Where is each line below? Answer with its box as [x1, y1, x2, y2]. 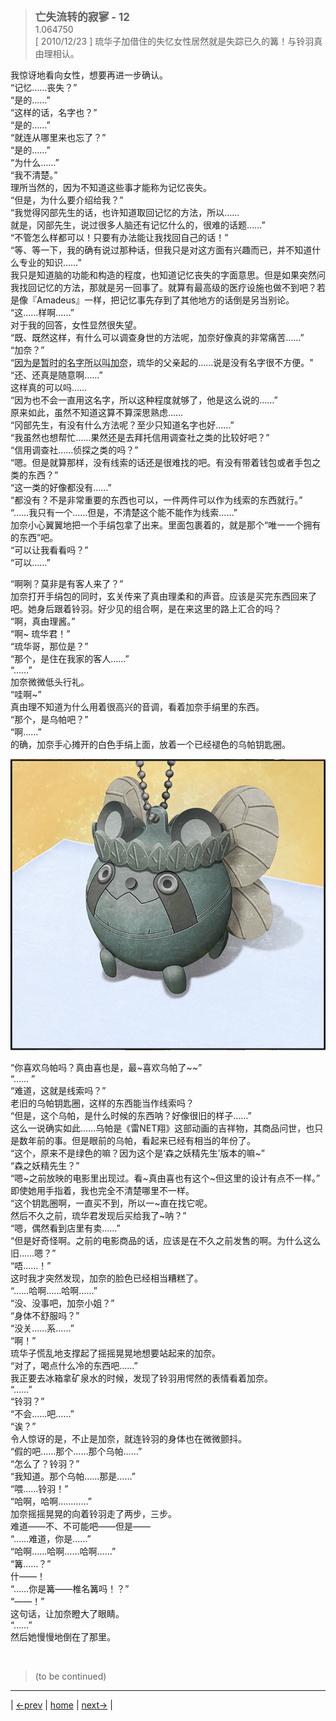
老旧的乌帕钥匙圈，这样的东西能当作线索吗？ [10, 1097, 195, 1109]
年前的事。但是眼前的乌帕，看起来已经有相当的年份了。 [27, 1135, 256, 1147]
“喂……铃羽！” [10, 1483, 69, 1495]
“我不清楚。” [10, 169, 58, 181]
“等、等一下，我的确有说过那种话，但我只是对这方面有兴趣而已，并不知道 [10, 244, 313, 256]
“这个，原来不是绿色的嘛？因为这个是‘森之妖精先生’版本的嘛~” [10, 1147, 265, 1159]
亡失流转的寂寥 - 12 [34, 10, 130, 24]
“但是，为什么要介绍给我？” [10, 194, 124, 206]
